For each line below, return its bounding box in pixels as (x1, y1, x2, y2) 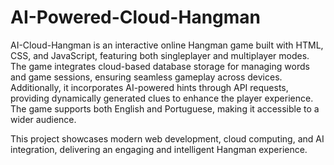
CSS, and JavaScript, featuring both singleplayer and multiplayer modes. (10, 49, 310, 61)
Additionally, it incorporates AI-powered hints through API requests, (10, 81, 289, 93)
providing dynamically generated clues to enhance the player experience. (10, 92, 314, 104)
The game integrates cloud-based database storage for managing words (10, 60, 310, 72)
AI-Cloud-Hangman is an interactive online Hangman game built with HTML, (10, 39, 324, 51)
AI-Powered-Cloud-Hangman (10, 6, 261, 29)
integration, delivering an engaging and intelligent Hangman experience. (10, 143, 308, 155)
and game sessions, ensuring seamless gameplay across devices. (10, 71, 283, 83)
